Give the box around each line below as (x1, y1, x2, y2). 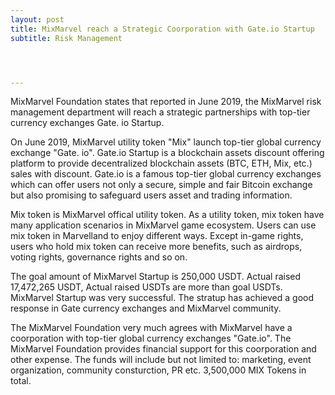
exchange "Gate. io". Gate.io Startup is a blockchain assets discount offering (10, 147, 325, 159)
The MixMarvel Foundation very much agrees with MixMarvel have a (10, 322, 293, 334)
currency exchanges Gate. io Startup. (10, 117, 165, 129)
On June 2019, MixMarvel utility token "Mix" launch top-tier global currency (10, 136, 322, 148)
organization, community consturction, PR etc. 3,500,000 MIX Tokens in (10, 364, 307, 376)
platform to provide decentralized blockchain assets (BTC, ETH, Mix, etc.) (10, 157, 313, 170)
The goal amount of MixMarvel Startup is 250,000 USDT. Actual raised (10, 271, 302, 283)
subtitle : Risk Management (10, 33, 123, 43)
